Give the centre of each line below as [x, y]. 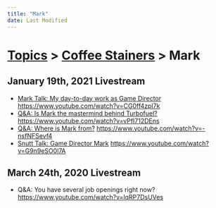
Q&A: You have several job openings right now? [86, 190]
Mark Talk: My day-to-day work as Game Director [89, 98]
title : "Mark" [28, 14]
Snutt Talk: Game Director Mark [63, 143]
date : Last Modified [38, 20]
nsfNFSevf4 [35, 135]
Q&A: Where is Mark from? [56, 128]
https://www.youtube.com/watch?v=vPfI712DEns [88, 121]
